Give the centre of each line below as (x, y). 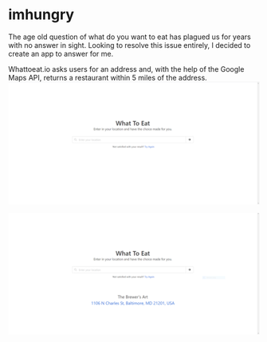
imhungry (41, 15)
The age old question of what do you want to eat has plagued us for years (130, 37)
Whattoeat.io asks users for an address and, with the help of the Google (126, 69)
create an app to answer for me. (61, 53)
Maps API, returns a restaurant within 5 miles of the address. (108, 77)
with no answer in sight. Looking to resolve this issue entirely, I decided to (130, 45)
